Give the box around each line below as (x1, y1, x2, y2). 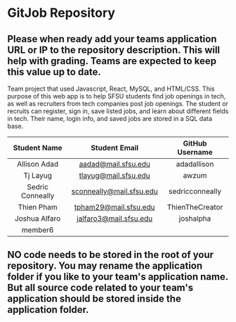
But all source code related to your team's (7, 282, 194, 294)
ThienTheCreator (166, 202, 223, 212)
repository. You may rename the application (7, 260, 203, 272)
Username (177, 148, 213, 157)
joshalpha (178, 214, 211, 223)
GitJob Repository (7, 5, 116, 21)
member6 (21, 225, 54, 235)
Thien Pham (18, 202, 58, 212)
